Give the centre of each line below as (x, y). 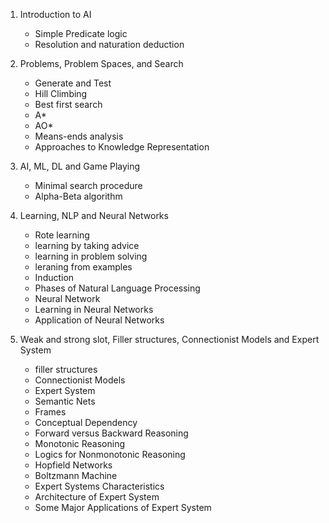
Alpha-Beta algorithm (78, 196)
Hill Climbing (61, 93)
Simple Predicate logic (81, 33)
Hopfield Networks (73, 465)
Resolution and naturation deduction (109, 44)
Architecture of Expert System (97, 497)
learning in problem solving (91, 256)
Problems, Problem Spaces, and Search (101, 63)
